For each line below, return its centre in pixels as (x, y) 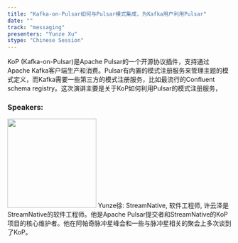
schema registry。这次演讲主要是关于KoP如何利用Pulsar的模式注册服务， (114, 88)
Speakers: (26, 108)
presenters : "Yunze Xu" (43, 34)
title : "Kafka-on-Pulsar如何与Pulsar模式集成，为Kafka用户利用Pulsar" (107, 14)
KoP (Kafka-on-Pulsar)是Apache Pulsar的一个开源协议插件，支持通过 (108, 62)
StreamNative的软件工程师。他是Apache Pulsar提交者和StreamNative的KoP (118, 214)
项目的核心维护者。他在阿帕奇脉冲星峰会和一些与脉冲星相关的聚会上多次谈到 (119, 223)
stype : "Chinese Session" (45, 41)
